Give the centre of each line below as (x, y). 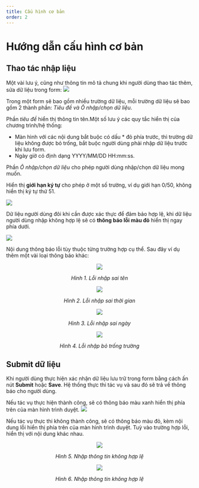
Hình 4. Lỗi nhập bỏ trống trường (99, 346)
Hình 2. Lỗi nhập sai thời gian (99, 301)
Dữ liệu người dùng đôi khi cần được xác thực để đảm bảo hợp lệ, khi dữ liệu (99, 213)
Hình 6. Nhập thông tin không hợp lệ (99, 479)
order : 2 (17, 17)
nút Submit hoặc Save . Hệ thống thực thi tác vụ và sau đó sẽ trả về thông (96, 385)
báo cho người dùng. (31, 391)
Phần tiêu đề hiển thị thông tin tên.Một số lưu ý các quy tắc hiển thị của (93, 119)
